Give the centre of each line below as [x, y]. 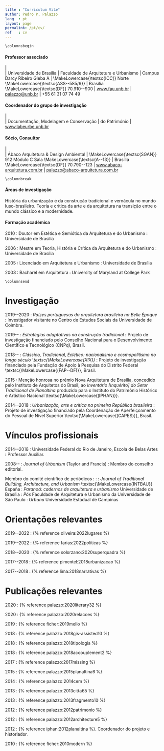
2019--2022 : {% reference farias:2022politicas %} [57, 543]
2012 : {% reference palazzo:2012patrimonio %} [54, 710]
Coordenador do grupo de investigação [46, 105]
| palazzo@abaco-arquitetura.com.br [81, 170]
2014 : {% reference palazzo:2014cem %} [47, 681]
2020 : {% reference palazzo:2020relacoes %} [52, 614]
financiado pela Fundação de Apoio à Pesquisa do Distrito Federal [71, 365]
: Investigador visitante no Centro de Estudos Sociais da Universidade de [79, 320]
